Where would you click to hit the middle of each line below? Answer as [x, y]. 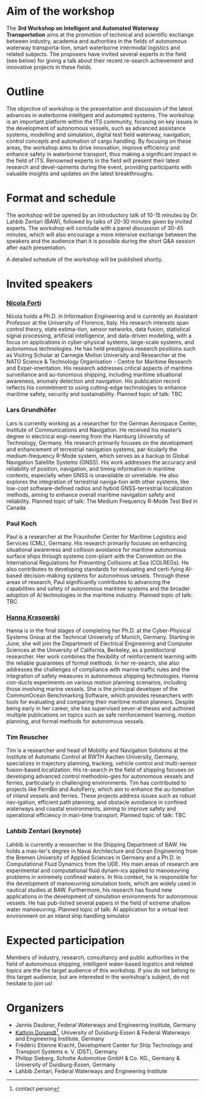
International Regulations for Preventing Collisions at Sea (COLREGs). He [98, 562]
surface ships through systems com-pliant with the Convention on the [94, 556]
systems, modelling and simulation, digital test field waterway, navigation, [99, 134]
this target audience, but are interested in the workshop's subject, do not [98, 977]
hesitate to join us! [30, 983]
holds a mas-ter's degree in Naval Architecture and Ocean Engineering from [102, 851]
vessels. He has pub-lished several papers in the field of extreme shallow [99, 903]
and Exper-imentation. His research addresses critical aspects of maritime [100, 368]
